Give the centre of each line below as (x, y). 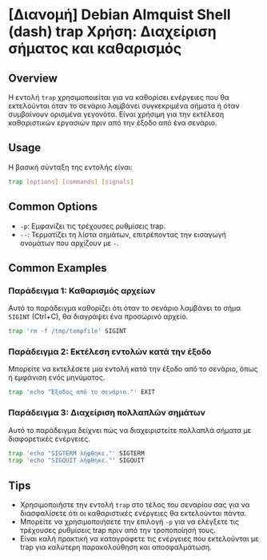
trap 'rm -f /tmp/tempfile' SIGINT (68, 332)
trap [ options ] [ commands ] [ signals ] (71, 181)
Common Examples (58, 268)
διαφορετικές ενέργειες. (49, 439)
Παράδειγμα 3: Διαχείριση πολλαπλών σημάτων (107, 413)
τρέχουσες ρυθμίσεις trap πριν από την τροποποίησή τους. (118, 530)
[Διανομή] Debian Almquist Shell (120, 15)
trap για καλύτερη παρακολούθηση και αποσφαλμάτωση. (116, 547)
